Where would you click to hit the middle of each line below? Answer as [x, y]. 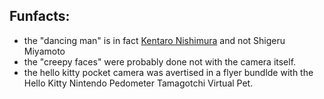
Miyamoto [44, 51]
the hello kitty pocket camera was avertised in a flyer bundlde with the [168, 72]
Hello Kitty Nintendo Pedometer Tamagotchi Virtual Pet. [138, 83]
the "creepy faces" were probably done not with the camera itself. [160, 61]
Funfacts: [40, 16]
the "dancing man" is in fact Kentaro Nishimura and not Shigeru [154, 40]
